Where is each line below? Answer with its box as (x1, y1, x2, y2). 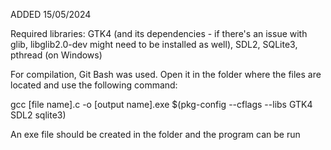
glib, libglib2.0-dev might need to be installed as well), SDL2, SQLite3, (10, 39, 298, 50)
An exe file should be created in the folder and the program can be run (10, 129, 301, 140)
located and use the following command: (10, 79, 178, 91)
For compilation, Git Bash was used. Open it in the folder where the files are (10, 69, 322, 80)
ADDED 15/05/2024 (10, 9, 92, 20)
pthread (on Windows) (10, 49, 103, 61)
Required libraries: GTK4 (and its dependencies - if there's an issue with (10, 28, 308, 39)
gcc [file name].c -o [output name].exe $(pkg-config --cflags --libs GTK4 (10, 99, 313, 110)
